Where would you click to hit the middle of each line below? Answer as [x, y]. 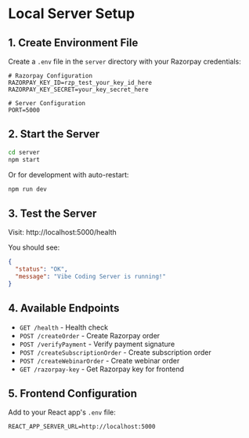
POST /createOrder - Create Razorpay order [90, 335]
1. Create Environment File [73, 43]
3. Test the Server [52, 213]
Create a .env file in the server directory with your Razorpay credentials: [125, 61]
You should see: [34, 247]
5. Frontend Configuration [72, 393]
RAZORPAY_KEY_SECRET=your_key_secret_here [78, 89]
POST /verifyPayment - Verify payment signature [97, 344]
